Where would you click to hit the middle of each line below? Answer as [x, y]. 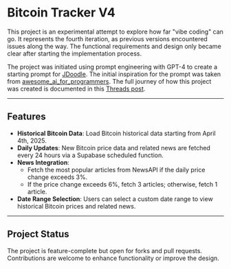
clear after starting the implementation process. [75, 54]
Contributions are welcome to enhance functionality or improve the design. [113, 258]
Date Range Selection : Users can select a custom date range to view [115, 199]
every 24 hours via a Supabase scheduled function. [90, 155]
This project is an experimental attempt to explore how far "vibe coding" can [115, 32]
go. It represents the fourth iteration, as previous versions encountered [107, 38]
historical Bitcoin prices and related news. [76, 206]
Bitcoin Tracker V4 [61, 13]
